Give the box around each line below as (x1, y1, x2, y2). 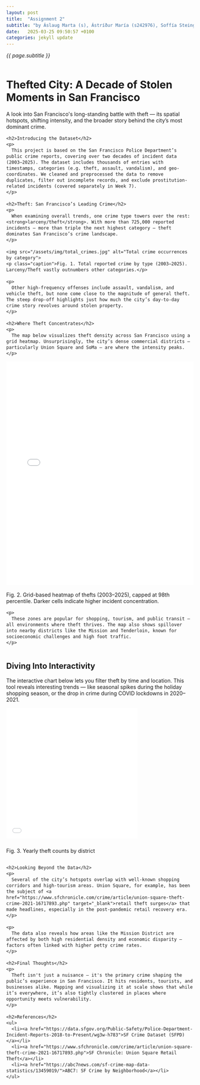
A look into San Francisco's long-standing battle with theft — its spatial (6, 110, 180, 118)
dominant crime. (6, 123, 46, 131)
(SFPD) (168, 1032, 185, 1038)
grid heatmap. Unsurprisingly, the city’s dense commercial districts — (6, 339, 190, 345)
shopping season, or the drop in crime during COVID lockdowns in (6, 690, 168, 697)
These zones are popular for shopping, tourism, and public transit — (11, 616, 190, 622)
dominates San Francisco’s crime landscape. (6, 231, 118, 237)
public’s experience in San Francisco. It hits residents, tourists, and (6, 978, 193, 984)
